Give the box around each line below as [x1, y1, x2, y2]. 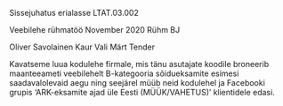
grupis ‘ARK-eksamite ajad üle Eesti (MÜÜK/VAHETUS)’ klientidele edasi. [9, 87, 276, 97]
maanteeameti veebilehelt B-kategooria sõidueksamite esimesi [9, 68, 239, 79]
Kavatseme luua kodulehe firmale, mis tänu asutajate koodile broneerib [9, 59, 270, 69]
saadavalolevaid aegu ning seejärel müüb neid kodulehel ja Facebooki [9, 78, 265, 87]
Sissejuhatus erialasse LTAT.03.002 [9, 8, 140, 18]
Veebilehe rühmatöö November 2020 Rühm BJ [9, 25, 181, 34]
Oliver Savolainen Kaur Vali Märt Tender [9, 42, 156, 52]
